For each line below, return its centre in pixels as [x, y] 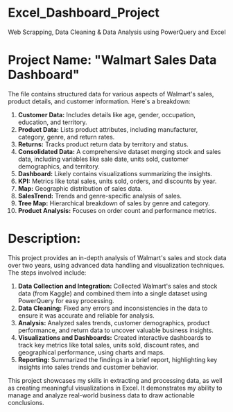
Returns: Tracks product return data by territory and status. [103, 144]
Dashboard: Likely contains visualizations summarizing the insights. [115, 173]
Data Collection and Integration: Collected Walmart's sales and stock [118, 286]
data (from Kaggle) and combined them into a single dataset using [112, 293]
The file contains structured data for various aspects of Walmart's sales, [111, 94]
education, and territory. [52, 122]
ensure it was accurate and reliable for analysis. [86, 315]
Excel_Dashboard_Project [84, 13]
